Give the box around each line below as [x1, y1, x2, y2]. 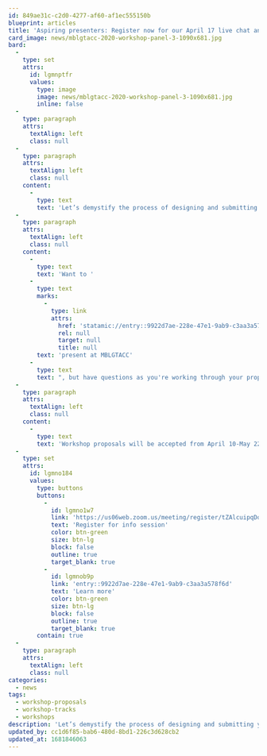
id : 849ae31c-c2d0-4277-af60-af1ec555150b [8, 11, 151, 20]
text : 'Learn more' [50, 588, 115, 596]
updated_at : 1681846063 [8, 735, 87, 743]
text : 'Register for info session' [50, 521, 169, 529]
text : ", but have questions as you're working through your [37, 373, 244, 381]
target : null [58, 337, 102, 345]
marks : [37, 292, 59, 300]
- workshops [15, 713, 56, 721]
